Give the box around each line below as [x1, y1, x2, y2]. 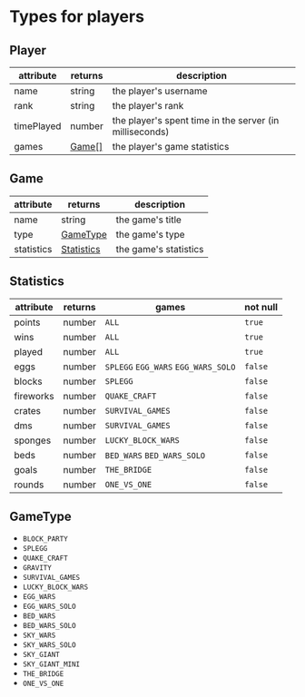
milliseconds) [112, 125, 170, 138]
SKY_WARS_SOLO [22, 641, 76, 650]
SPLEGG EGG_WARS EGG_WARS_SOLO [104, 361, 236, 372]
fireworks [14, 389, 54, 402]
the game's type [115, 228, 185, 241]
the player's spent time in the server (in [112, 114, 280, 126]
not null [244, 300, 279, 313]
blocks [14, 375, 43, 388]
